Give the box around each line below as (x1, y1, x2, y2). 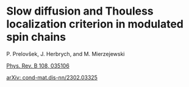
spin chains (6, 30, 66, 44)
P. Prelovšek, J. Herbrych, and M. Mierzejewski (6, 50, 125, 57)
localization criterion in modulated (6, 17, 184, 31)
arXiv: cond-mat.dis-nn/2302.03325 (6, 74, 98, 81)
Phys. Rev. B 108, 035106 (6, 62, 70, 69)
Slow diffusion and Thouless (6, 4, 154, 18)
